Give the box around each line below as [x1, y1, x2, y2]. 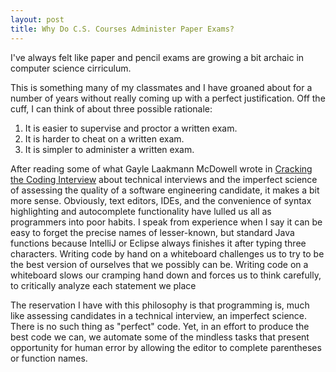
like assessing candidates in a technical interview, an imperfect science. [10, 309, 308, 321]
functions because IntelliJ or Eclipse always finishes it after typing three [10, 237, 307, 249]
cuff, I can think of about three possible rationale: [10, 102, 213, 115]
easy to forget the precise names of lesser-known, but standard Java [10, 226, 295, 238]
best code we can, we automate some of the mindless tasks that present [10, 331, 310, 343]
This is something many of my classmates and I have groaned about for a [10, 81, 313, 93]
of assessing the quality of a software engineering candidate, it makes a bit [10, 184, 320, 196]
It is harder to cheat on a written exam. [24, 132, 185, 145]
